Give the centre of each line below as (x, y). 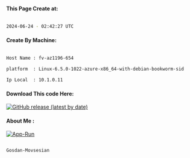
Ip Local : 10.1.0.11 (35, 80)
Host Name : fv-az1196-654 (40, 58)
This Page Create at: (32, 8)
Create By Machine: (32, 40)
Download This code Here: (40, 93)
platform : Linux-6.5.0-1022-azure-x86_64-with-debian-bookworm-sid (95, 69)
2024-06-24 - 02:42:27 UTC (40, 27)
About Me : (20, 121)
